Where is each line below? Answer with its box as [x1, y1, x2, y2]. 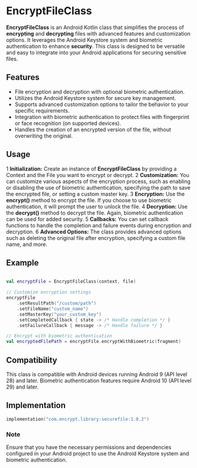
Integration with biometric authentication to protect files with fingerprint [14, 113, 189, 120]
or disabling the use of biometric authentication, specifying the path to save [6, 184, 190, 191]
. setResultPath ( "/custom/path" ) [17, 300, 96, 306]
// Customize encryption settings [6, 289, 92, 296]
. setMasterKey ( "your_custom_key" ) [17, 311, 102, 318]
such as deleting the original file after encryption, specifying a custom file [6, 234, 186, 241]
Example [6, 258, 39, 268]
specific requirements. [14, 107, 70, 114]
